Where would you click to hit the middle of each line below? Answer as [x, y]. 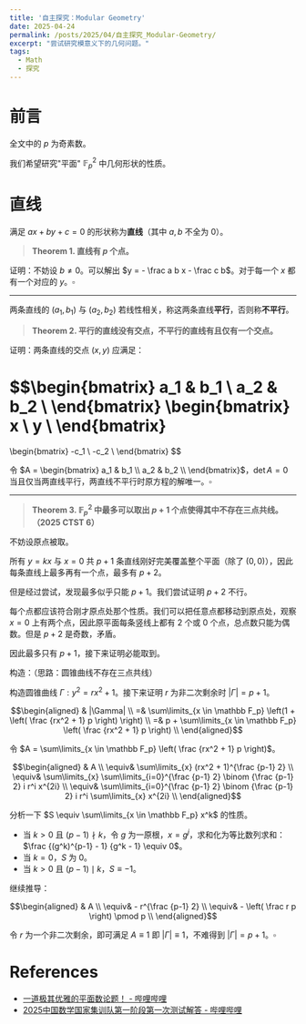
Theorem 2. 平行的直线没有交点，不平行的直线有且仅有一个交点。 [154, 330]
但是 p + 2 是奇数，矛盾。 [73, 634]
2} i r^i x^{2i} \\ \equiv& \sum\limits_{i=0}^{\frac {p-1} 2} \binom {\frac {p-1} [153, 786]
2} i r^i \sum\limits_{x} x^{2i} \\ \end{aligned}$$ [153, 796]
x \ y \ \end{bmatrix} [88, 426]
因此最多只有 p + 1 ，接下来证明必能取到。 [87, 654]
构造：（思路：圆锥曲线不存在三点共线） [83, 673]
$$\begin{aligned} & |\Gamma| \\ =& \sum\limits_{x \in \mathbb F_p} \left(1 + [153, 711]
